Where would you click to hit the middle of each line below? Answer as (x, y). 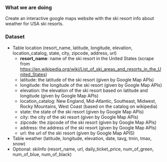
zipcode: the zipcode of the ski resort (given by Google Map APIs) (88, 122)
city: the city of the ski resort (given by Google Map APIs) (79, 117)
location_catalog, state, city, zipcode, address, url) (64, 53)
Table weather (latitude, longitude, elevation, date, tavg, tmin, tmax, (82, 138)
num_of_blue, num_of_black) (42, 154)
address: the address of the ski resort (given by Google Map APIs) (88, 127)
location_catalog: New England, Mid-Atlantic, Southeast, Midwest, (88, 101)
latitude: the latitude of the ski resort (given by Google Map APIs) (87, 80)
